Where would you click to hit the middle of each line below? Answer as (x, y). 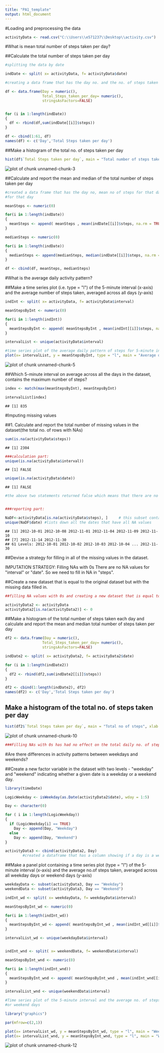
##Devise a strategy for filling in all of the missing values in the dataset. (77, 557)
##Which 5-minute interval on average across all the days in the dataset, (78, 374)
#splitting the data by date (35, 65)
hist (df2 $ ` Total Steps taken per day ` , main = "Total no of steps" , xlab (82, 726)
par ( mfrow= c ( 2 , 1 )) (24, 1023)
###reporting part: (25, 509)
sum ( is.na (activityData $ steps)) (38, 439)
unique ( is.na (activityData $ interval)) (44, 461)
